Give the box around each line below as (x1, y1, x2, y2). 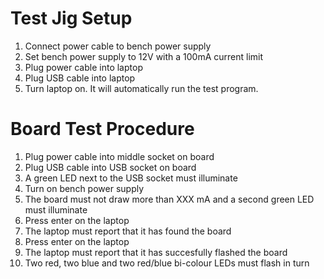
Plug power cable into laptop (24, 61, 143, 73)
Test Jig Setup (10, 7, 133, 30)
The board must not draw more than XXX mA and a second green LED (24, 193, 315, 205)
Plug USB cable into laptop (24, 72, 136, 84)
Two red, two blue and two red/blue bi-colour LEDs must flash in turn (24, 257, 310, 269)
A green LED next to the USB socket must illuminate (24, 172, 238, 184)
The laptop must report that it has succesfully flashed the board (24, 246, 288, 258)
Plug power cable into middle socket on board (24, 150, 215, 162)
